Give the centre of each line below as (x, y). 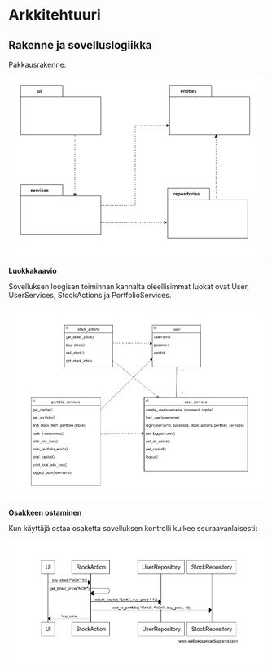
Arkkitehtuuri (55, 15)
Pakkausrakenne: (37, 64)
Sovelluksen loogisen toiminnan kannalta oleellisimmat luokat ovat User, (129, 286)
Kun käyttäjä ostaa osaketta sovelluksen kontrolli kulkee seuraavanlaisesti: (133, 528)
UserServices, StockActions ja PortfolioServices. (90, 295)
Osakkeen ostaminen (45, 512)
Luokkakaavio (33, 271)
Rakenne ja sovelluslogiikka (80, 45)
